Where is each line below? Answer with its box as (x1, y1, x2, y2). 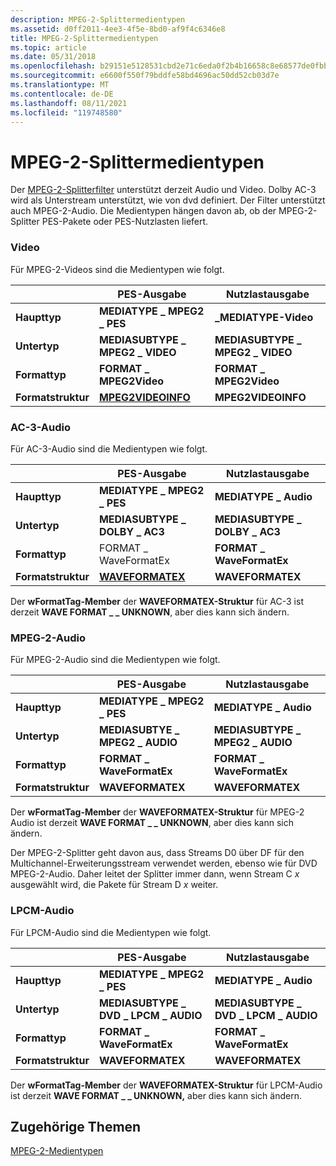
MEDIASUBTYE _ (98, 723, 180, 737)
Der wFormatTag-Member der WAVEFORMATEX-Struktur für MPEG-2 (10, 806, 305, 818)
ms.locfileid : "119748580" (10, 107, 123, 118)
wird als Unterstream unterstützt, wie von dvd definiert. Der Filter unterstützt (10, 194, 326, 206)
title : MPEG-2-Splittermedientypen (10, 33, 159, 43)
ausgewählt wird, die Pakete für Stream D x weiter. (10, 879, 219, 891)
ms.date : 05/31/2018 (10, 52, 97, 62)
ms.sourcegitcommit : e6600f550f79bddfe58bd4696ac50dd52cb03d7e (10, 71, 280, 81)
